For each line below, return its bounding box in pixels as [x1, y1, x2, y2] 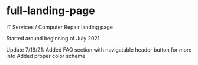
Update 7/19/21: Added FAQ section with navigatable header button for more [6, 46, 192, 53]
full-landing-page [6, 4, 96, 18]
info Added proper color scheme [6, 52, 86, 59]
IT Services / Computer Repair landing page [6, 23, 113, 30]
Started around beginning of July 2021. [6, 35, 102, 42]
